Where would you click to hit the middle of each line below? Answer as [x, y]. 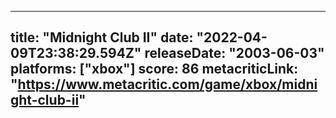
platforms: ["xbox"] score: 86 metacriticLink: [154, 69]
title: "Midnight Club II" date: [102, 37]
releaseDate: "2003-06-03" [234, 53]
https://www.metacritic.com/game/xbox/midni [167, 84]
